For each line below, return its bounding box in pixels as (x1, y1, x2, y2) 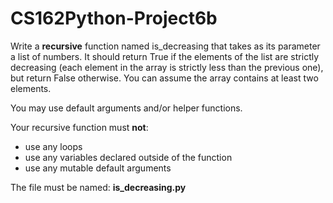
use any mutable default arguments (24, 162, 172, 174)
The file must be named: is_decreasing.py (10, 181, 187, 193)
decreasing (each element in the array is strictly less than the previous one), (10, 61, 324, 73)
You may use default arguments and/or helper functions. (10, 102, 243, 114)
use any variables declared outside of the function (24, 151, 233, 163)
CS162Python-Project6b (10, 7, 218, 30)
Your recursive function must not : (10, 121, 149, 133)
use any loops (24, 140, 83, 152)
